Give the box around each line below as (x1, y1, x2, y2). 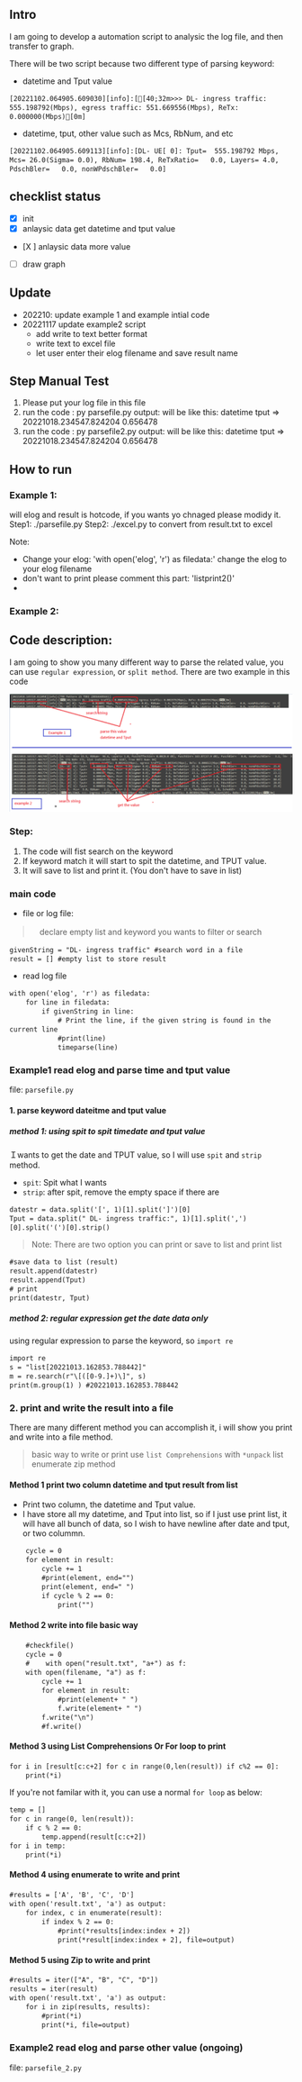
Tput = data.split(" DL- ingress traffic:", (9, 1214, 179, 1223)
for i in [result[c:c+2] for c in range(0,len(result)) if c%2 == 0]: (9, 1761, 280, 1771)
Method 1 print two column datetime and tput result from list (9, 1479, 238, 1490)
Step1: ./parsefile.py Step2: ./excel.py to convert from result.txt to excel (9, 519, 273, 530)
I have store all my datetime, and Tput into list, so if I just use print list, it (22, 1509, 288, 1520)
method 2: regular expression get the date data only (9, 1313, 209, 1323)
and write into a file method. (9, 1432, 114, 1442)
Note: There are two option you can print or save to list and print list (31, 1239, 282, 1250)
